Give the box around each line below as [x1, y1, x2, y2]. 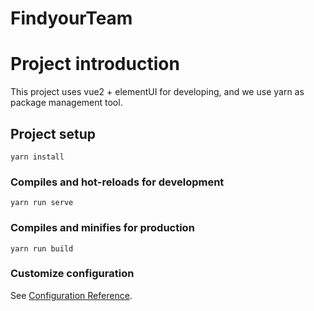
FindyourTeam [10, 7, 133, 30]
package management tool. [10, 97, 123, 109]
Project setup [10, 125, 97, 142]
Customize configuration [10, 267, 135, 281]
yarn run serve [10, 198, 74, 208]
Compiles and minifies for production [10, 221, 195, 235]
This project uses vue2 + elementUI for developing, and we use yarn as [10, 86, 305, 98]
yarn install [10, 152, 65, 162]
